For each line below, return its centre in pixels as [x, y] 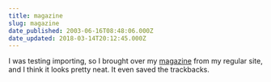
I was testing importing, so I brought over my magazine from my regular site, [135, 61]
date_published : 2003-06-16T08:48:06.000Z [81, 31]
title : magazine [36, 16]
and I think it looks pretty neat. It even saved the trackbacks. [109, 70]
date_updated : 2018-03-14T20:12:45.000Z [78, 38]
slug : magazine [34, 23]
